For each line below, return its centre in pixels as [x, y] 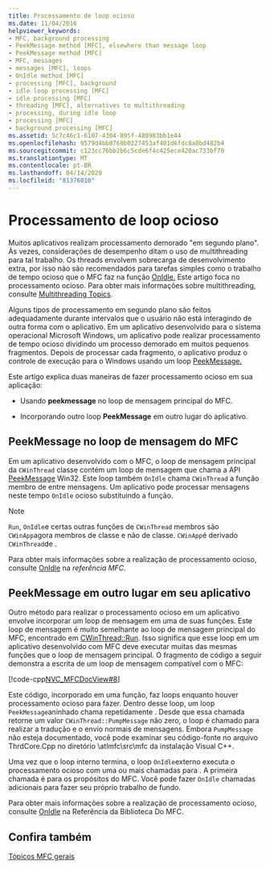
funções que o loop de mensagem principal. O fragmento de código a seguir [135, 655]
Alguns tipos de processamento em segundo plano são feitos [110, 309]
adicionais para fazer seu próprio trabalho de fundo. [94, 788]
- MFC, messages [35, 61]
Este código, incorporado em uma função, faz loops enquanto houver [123, 695]
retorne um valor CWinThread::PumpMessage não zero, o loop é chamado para [134, 721]
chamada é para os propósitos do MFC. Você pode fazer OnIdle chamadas [132, 779]
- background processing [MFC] [61, 128]
